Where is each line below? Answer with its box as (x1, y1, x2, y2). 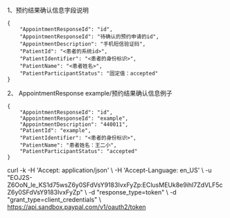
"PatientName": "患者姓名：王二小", (19, 142, 117, 149)
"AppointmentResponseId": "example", (19, 115, 129, 122)
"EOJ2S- (7, 174, 33, 181)
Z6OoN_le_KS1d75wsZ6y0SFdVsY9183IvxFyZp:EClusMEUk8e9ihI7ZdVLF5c (7, 181, 223, 189)
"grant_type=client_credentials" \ (7, 196, 102, 203)
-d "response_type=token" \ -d (88, 188, 177, 196)
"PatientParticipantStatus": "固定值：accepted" (19, 70, 159, 77)
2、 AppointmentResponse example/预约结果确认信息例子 (7, 89, 173, 97)
